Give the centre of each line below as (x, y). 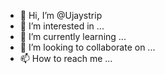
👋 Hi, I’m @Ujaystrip (61, 15)
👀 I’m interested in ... (62, 26)
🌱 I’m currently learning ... (73, 36)
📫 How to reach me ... (66, 58)
